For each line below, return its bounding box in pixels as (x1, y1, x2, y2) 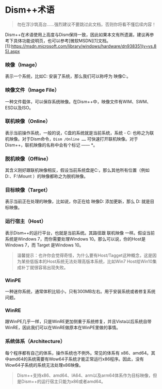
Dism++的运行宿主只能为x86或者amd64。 (21, 378, 106, 384)
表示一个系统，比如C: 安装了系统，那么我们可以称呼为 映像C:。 (5, 73, 131, 79)
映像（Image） (5, 61, 40, 68)
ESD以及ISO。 (5, 105, 33, 111)
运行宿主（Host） (5, 218, 47, 225)
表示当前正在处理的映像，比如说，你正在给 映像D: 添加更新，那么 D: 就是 (5, 198, 150, 204)
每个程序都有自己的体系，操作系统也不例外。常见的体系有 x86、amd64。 (5, 350, 151, 356)
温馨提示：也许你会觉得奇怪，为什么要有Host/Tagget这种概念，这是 (16, 252, 153, 258)
